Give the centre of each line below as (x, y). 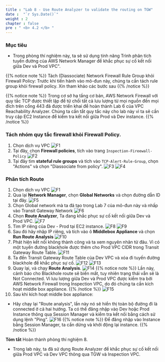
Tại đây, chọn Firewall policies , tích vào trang (59, 151)
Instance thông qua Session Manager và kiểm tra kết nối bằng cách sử (84, 314)
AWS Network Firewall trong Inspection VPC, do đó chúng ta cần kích (83, 284)
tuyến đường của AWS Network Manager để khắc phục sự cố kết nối (82, 61)
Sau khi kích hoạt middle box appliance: (53, 294)
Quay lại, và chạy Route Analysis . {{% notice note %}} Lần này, (84, 268)
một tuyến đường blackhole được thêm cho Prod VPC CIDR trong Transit (86, 247)
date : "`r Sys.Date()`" (32, 14)
